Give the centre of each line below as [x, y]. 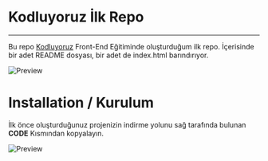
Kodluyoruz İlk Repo [76, 17]
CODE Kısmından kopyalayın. [56, 133]
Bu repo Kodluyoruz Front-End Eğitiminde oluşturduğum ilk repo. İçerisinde [131, 46]
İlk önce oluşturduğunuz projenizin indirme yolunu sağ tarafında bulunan [127, 124]
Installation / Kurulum [81, 103]
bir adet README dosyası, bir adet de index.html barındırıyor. [108, 55]
